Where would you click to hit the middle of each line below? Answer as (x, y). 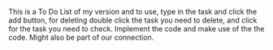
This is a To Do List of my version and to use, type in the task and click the (133, 12)
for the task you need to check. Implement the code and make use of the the (136, 29)
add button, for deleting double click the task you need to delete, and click (133, 20)
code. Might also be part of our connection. (81, 37)
